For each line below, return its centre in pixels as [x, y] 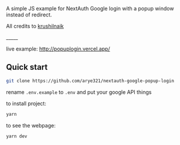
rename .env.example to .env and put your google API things [79, 92]
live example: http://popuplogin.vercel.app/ [58, 49]
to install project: [26, 103]
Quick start [27, 67]
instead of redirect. [29, 15]
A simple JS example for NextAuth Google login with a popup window [90, 9]
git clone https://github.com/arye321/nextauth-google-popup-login [90, 81]
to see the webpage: [31, 125]
